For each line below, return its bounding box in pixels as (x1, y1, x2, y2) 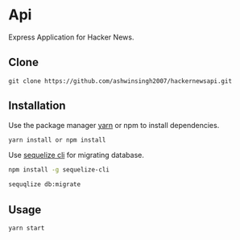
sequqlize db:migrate (8, 180, 81, 188)
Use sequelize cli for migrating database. (8, 151, 145, 160)
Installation (8, 99, 66, 113)
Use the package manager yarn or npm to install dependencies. (8, 120, 220, 130)
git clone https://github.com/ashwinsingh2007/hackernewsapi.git (8, 77, 232, 85)
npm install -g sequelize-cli (8, 166, 110, 174)
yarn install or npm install (8, 135, 106, 144)
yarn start (8, 224, 45, 232)
